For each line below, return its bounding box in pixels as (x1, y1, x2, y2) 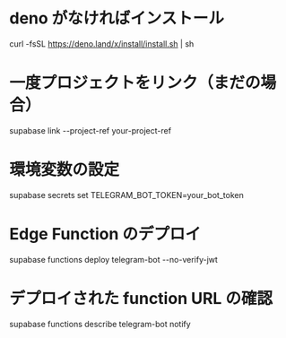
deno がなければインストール (9, 8, 225, 29)
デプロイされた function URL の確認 (9, 288, 273, 308)
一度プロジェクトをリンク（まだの (9, 73, 262, 93)
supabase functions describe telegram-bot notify (9, 318, 191, 329)
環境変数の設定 (9, 160, 120, 180)
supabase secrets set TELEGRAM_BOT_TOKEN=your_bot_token (9, 189, 244, 200)
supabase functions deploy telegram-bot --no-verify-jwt (9, 254, 218, 264)
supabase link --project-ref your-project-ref (9, 125, 172, 135)
